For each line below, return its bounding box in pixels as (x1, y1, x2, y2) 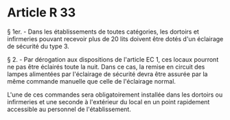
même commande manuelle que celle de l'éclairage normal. (7, 77, 176, 85)
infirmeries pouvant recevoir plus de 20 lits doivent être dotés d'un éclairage (7, 34, 224, 43)
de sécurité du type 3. (7, 42, 70, 50)
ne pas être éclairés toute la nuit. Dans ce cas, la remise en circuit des (7, 62, 205, 71)
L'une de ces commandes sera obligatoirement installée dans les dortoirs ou (7, 91, 223, 99)
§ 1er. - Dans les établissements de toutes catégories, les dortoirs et (7, 27, 199, 36)
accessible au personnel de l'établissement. (7, 105, 132, 113)
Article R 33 (7, 5, 76, 21)
